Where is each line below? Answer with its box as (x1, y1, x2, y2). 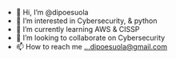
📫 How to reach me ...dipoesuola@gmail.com (15, 42, 168, 51)
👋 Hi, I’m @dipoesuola (15, 8, 89, 17)
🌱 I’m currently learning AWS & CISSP (15, 25, 140, 33)
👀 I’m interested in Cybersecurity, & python (15, 16, 158, 26)
